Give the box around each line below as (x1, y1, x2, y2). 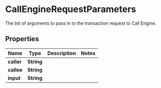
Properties (5, 35, 39, 43)
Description (47, 49, 76, 56)
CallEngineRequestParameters (5, 4, 136, 15)
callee (8, 66, 23, 73)
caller (8, 58, 22, 65)
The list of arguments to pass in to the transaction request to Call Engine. (5, 20, 156, 26)
